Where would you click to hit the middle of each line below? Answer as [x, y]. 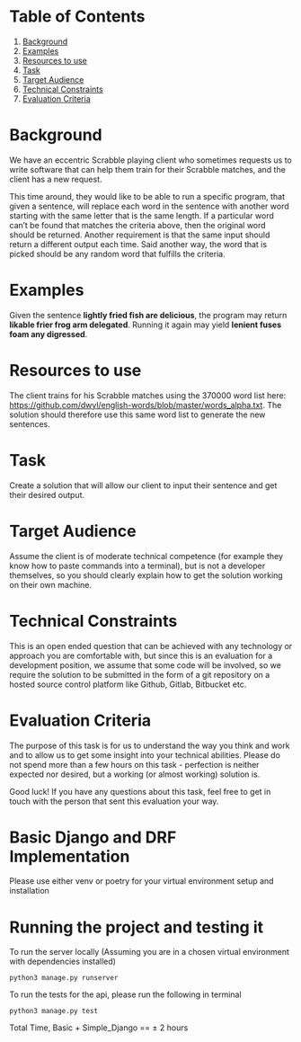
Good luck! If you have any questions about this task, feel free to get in [140, 791]
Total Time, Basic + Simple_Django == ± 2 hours [99, 1028]
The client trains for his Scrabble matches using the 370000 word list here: [148, 395]
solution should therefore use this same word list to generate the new [137, 414]
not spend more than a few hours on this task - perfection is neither [134, 764]
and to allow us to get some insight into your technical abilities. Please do [145, 755]
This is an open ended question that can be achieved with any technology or [151, 646]
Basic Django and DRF [93, 837]
